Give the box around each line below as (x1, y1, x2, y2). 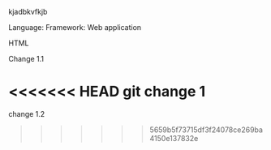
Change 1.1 (8, 54, 45, 63)
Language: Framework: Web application (8, 23, 142, 32)
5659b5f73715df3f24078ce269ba (149, 125, 264, 135)
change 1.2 (8, 109, 45, 118)
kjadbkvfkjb (8, 7, 48, 16)
